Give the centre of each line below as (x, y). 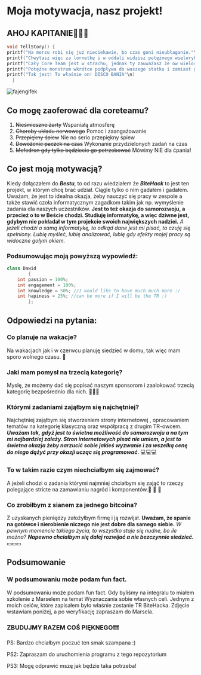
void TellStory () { (31, 47)
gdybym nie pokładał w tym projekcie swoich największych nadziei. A (95, 221)
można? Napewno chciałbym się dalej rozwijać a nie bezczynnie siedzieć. (101, 537)
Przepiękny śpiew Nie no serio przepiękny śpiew (75, 137)
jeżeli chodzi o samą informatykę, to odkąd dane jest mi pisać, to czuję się (99, 228)
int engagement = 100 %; (47, 285)
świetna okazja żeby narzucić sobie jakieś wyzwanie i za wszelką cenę (97, 445)
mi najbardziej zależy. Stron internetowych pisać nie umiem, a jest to (94, 439)
